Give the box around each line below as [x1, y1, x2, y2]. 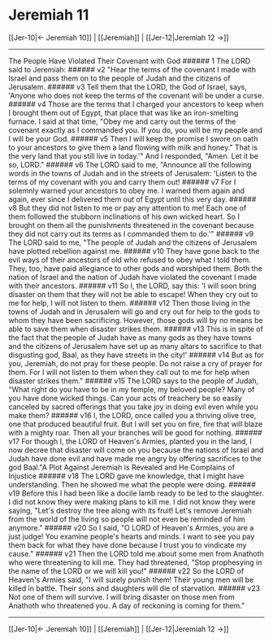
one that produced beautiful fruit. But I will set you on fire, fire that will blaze [8, 419, 262, 429]
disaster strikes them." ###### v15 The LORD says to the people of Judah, [8, 376, 258, 386]
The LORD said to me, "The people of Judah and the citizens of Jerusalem [8, 238, 258, 247]
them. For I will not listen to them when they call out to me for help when [8, 367, 250, 377]
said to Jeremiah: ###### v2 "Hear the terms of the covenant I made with [8, 64, 256, 74]
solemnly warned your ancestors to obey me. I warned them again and [8, 186, 245, 195]
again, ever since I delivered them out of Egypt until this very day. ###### [8, 194, 257, 204]
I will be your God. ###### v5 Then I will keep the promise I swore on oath [8, 133, 258, 143]
